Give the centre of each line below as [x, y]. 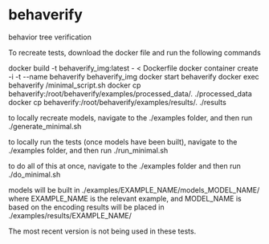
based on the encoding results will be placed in [86, 207]
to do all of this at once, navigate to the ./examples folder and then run [124, 165]
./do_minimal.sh [35, 174]
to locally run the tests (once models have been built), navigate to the [123, 141]
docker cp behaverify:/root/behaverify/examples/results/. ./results [117, 102]
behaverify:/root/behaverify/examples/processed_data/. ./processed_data [130, 93]
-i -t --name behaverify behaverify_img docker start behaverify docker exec [134, 76]
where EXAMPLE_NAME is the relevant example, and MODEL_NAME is [125, 198]
